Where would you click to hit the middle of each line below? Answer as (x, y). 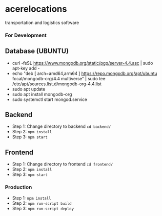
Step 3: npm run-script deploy (43, 208)
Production (19, 187)
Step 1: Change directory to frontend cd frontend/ (62, 164)
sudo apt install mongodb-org (42, 94)
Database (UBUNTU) (37, 51)
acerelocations (36, 9)
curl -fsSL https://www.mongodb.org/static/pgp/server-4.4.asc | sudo (82, 63)
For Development (26, 35)
